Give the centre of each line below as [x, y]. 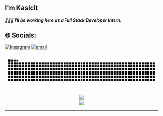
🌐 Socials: [21, 36]
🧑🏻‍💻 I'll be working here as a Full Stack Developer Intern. [64, 20]
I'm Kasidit [22, 8]
